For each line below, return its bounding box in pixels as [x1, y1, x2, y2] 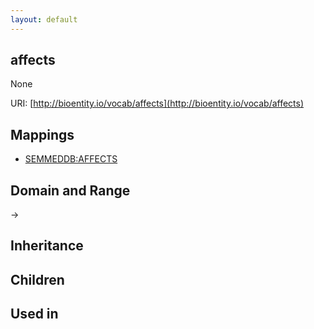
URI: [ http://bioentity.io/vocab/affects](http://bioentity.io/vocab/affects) [10, 97, 305, 110]
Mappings [10, 126, 75, 143]
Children [10, 271, 65, 288]
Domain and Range [10, 182, 131, 199]
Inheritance [10, 237, 84, 255]
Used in [10, 306, 59, 323]
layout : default [10, 14, 78, 25]
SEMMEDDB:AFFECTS [24, 153, 118, 165]
